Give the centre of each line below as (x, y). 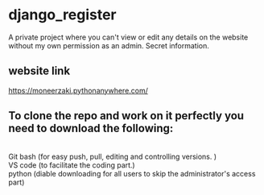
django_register (62, 15)
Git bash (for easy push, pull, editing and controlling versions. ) (113, 156)
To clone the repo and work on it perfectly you (126, 116)
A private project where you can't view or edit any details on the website (128, 37)
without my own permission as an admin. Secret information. (109, 45)
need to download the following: (91, 129)
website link (39, 71)
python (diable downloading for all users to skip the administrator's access (132, 173)
